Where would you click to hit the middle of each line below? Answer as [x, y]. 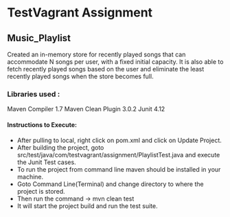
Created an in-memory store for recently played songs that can [96, 54]
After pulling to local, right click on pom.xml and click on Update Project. [119, 140]
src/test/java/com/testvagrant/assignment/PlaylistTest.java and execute [118, 155]
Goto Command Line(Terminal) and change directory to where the [110, 184]
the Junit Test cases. [47, 162]
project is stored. [41, 191]
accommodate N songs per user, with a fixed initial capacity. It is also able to [115, 62]
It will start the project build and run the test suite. [87, 206]
